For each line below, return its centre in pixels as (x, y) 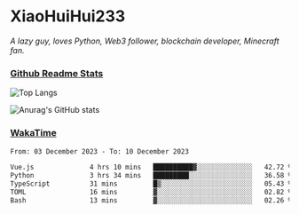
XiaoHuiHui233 (68, 16)
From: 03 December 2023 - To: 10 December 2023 (100, 151)
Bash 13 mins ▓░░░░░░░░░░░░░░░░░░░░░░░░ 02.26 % (151, 200)
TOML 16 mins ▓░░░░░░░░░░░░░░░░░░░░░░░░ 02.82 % (151, 193)
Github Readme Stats (57, 73)
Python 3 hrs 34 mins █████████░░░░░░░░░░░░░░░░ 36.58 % (151, 176)
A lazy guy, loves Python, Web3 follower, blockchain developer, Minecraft (145, 41)
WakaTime (33, 133)
